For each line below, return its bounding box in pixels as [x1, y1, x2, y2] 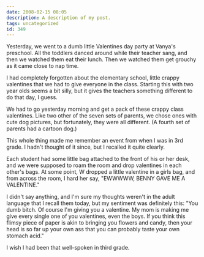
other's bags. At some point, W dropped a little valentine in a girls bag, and [6, 168, 195, 176]
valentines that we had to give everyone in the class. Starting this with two [6, 81, 194, 88]
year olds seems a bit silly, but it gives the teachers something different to [6, 87, 193, 95]
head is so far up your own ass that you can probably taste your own [6, 226, 179, 233]
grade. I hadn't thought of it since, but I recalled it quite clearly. [6, 143, 165, 151]
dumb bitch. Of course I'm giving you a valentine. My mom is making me [6, 206, 189, 214]
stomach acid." [6, 232, 44, 239]
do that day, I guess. [6, 94, 58, 101]
